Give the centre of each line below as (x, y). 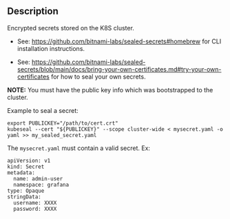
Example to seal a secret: (43, 110)
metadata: (21, 173)
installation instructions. (51, 48)
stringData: (24, 197)
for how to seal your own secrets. (98, 76)
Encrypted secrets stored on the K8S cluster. (71, 28)
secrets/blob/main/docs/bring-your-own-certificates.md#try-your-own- (119, 69)
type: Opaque (26, 191)
